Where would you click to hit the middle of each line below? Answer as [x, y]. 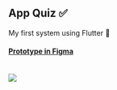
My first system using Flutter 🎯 [59, 32]
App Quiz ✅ [38, 13]
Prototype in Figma [41, 51]
